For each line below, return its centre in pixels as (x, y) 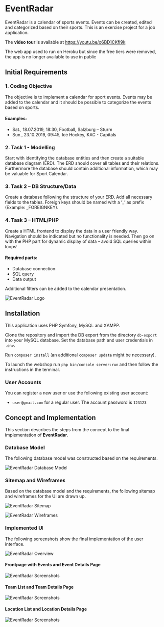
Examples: (16, 119)
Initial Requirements (36, 72)
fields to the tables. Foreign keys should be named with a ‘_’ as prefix (75, 202)
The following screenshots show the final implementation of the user (74, 539)
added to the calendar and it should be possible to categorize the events (78, 102)
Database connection (34, 268)
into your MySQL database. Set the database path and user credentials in (79, 340)
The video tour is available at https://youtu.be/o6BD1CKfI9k (65, 42)
